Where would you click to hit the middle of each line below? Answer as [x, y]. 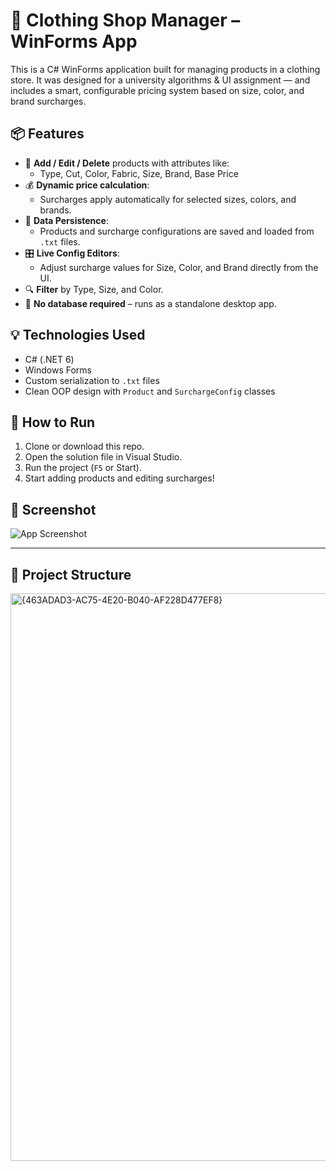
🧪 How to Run [53, 422]
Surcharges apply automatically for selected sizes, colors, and [168, 199]
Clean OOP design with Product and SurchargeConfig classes [150, 391]
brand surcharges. [48, 101]
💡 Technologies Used [78, 335]
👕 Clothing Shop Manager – [125, 20]
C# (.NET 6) [49, 359]
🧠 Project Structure [71, 574]
